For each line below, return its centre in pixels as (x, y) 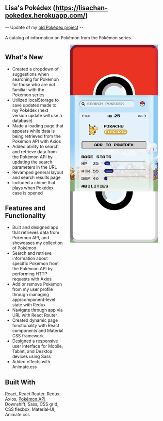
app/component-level (34, 300)
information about (30, 258)
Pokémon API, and (31, 238)
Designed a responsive (35, 341)
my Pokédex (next (30, 110)
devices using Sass (31, 356)
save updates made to (34, 105)
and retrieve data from (34, 151)
